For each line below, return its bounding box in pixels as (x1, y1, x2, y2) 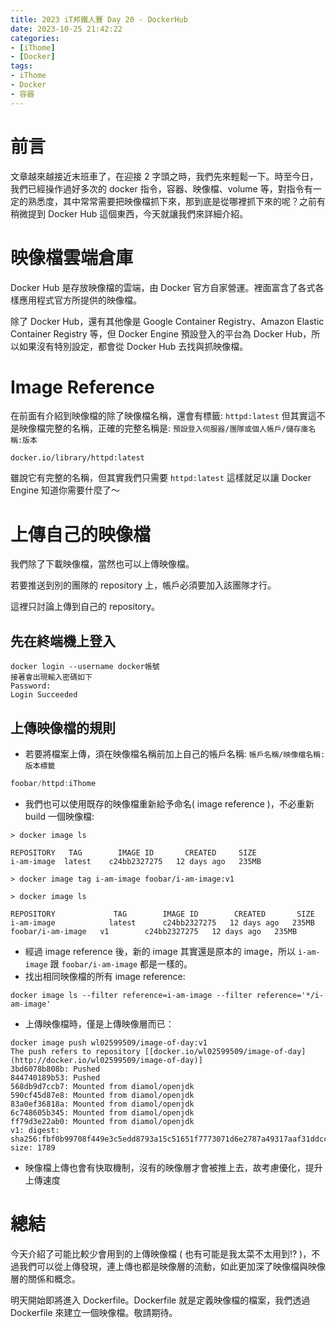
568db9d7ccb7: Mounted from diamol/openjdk (10, 1081, 195, 1091)
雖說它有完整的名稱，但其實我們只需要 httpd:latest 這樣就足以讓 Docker (10, 472, 312, 484)
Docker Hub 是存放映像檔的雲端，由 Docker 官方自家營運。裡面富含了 (10, 281, 298, 293)
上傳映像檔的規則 (10, 719, 116, 736)
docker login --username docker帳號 (10, 662, 160, 672)
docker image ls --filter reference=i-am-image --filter (10, 990, 253, 1000)
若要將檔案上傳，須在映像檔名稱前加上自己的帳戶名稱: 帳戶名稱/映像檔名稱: (24, 748, 326, 760)
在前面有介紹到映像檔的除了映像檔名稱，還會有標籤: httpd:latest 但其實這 (10, 410, 317, 422)
